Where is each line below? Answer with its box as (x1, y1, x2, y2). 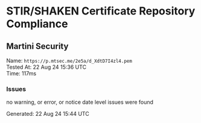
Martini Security (6, 41, 69, 51)
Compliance (6, 17, 68, 31)
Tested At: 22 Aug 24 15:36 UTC (6, 63, 86, 71)
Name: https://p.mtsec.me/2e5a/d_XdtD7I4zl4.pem (6, 57, 133, 64)
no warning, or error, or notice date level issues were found (6, 98, 154, 106)
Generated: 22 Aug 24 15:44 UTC (6, 110, 89, 118)
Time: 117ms (6, 70, 37, 77)
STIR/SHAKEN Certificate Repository (6, 4, 196, 18)
